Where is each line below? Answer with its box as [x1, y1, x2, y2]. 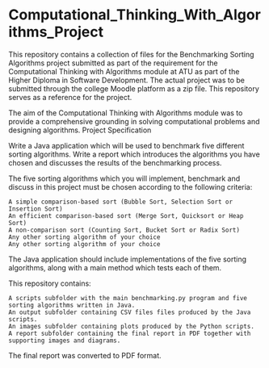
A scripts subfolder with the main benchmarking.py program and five [8, 294, 248, 302]
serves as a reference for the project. [8, 92, 132, 102]
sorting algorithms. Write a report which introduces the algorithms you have [8, 149, 260, 159]
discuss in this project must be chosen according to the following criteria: [8, 182, 253, 191]
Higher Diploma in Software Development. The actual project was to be [8, 75, 245, 85]
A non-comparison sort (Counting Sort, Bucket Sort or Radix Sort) [8, 226, 241, 234]
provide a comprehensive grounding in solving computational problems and [8, 116, 260, 126]
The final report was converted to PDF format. [8, 350, 162, 360]
